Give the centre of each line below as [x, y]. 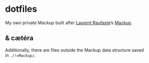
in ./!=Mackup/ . [20, 55]
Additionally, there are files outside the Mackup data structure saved [74, 50]
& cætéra [19, 38]
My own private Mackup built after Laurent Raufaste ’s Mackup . [69, 23]
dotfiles [21, 9]
